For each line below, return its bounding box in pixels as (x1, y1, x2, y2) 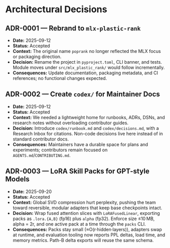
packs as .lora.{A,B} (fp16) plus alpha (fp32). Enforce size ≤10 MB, (12, 215, 155, 222)
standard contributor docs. (12, 136, 69, 142)
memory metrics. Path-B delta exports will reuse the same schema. (12, 237, 154, 243)
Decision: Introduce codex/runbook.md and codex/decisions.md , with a (12, 125, 159, 131)
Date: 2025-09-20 (12, 188, 52, 195)
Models (5, 175, 30, 184)
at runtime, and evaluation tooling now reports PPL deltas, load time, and (12, 232, 165, 238)
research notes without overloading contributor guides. (12, 120, 129, 126)
